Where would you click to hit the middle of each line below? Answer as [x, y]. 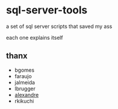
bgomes [25, 70]
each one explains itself [34, 37]
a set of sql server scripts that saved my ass [59, 26]
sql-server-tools [47, 10]
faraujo [23, 76]
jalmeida [25, 82]
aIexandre [27, 94]
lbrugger [25, 89]
